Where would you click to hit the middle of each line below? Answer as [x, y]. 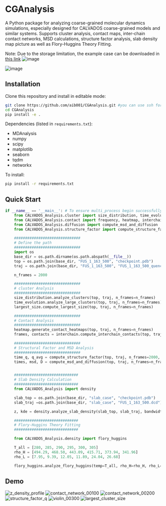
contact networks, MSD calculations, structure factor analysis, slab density [82, 39]
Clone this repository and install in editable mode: [56, 96]
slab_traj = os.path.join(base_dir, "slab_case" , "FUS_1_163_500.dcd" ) [88, 402]
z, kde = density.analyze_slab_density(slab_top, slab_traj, [78, 411]
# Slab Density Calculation [43, 380]
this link [13, 59]
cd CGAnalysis [20, 110]
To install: [15, 175]
